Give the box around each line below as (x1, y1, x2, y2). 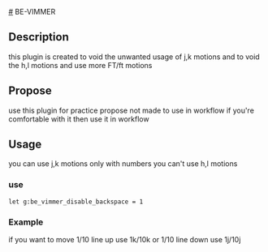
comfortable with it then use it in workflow (8, 113, 149, 124)
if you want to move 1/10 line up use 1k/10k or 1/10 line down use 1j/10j (8, 235, 241, 245)
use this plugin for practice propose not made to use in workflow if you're (8, 105, 254, 115)
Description (8, 30, 69, 44)
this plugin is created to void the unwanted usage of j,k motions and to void (8, 52, 260, 62)
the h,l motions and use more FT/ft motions (8, 60, 153, 70)
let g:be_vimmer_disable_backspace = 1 (8, 198, 144, 206)
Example (8, 216, 44, 228)
